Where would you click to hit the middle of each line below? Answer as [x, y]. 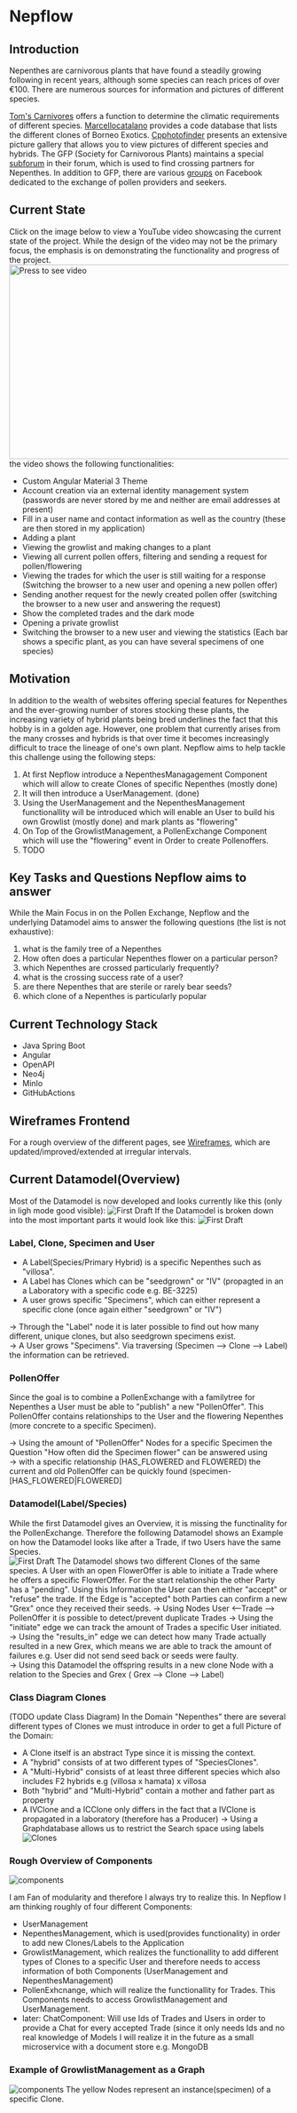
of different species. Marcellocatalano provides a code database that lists [143, 125]
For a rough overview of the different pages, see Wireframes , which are [140, 1142]
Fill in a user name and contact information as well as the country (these [154, 518]
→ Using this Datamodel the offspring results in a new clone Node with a [141, 1665]
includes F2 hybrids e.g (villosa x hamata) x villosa [114, 1781]
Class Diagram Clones [58, 1697]
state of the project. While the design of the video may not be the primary [143, 241]
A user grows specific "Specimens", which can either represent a [141, 1301]
